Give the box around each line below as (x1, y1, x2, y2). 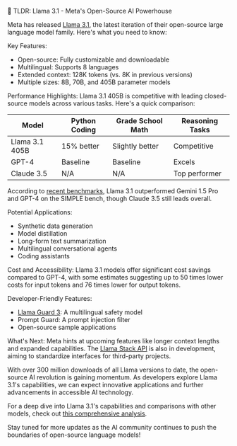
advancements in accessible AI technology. (7, 388, 134, 396)
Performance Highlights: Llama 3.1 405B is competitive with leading (7, 92, 203, 100)
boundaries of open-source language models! (7, 430, 141, 439)
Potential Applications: (7, 208, 73, 216)
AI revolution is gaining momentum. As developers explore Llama (29, 373, 217, 382)
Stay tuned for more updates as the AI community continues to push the (7, 423, 217, 431)
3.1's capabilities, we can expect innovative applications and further (7, 381, 204, 389)
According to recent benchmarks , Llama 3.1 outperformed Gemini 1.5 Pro (7, 187, 219, 195)
